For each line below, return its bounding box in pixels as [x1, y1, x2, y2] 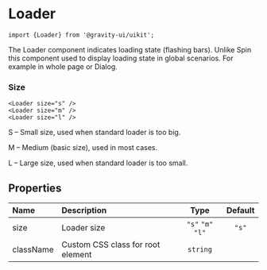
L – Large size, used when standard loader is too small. [8, 158, 188, 168]
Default [226, 205, 255, 216]
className [12, 244, 54, 255]
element [61, 249, 92, 260]
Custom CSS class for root [61, 239, 161, 250]
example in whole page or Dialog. [8, 61, 118, 71]
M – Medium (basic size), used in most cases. [8, 143, 158, 152]
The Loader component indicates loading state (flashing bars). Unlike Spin [8, 44, 252, 54]
